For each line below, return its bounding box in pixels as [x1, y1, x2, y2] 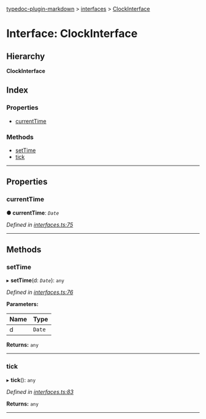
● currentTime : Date [6, 209, 59, 217]
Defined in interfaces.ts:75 [6, 221, 74, 228]
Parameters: [6, 301, 39, 308]
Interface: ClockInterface [6, 27, 138, 40]
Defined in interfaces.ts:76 [6, 288, 74, 296]
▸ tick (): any [6, 376, 36, 383]
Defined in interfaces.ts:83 [6, 388, 74, 395]
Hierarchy [6, 51, 45, 61]
